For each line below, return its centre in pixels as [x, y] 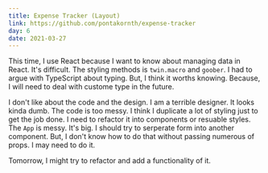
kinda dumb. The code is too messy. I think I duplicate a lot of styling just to [134, 111]
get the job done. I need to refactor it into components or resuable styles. [130, 119]
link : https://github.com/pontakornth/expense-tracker [102, 23]
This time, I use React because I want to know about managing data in [125, 61]
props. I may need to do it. [52, 145]
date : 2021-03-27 [37, 38]
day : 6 [19, 31]
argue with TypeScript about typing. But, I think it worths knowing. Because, [134, 78]
